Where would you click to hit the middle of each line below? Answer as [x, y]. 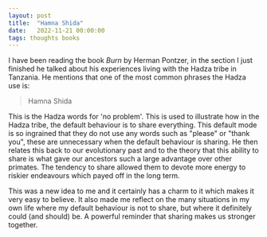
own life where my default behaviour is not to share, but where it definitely [130, 208]
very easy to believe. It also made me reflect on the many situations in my [129, 200]
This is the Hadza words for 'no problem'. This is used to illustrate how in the [134, 117]
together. [23, 225]
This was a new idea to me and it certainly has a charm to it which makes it [131, 191]
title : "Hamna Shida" [46, 23]
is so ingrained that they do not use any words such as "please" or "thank [129, 134]
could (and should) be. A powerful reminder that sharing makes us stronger [132, 216]
